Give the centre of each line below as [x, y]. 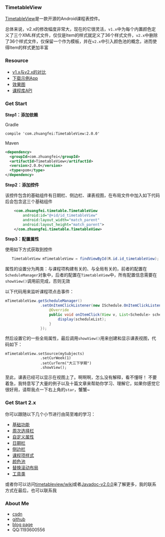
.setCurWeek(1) [55, 358]
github [19, 519]
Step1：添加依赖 [22, 115]
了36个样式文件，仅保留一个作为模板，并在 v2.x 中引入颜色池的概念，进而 [79, 41]
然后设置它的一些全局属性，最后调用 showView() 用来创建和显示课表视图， [79, 338]
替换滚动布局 [25, 467]
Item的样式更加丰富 [29, 48]
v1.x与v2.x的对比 [29, 72]
